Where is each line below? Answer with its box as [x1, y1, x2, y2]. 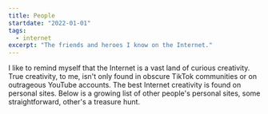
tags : [8, 26, 26, 34]
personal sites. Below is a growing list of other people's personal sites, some [8, 88, 261, 98]
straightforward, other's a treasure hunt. [8, 97, 141, 107]
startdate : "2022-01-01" [8, 19, 91, 27]
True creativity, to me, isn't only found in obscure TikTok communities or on [8, 72, 258, 81]
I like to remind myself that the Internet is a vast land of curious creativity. [8, 63, 250, 73]
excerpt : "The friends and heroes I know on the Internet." [8, 41, 214, 49]
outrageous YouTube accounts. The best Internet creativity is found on [8, 81, 242, 90]
